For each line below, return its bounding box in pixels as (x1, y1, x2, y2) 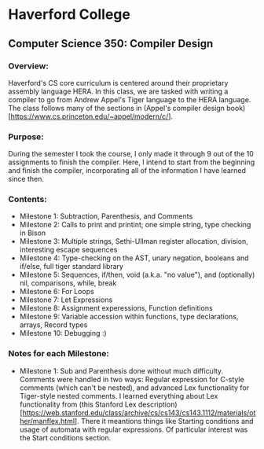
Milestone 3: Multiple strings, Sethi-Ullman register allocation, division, (19, 237, 249, 246)
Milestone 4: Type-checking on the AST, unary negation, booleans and (19, 253, 249, 263)
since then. (8, 175, 45, 184)
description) (137, 399, 178, 409)
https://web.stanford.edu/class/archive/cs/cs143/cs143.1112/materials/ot (22, 407, 256, 418)
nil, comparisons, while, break (19, 278, 117, 288)
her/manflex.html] (19, 416, 78, 425)
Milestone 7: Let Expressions (19, 295, 113, 304)
